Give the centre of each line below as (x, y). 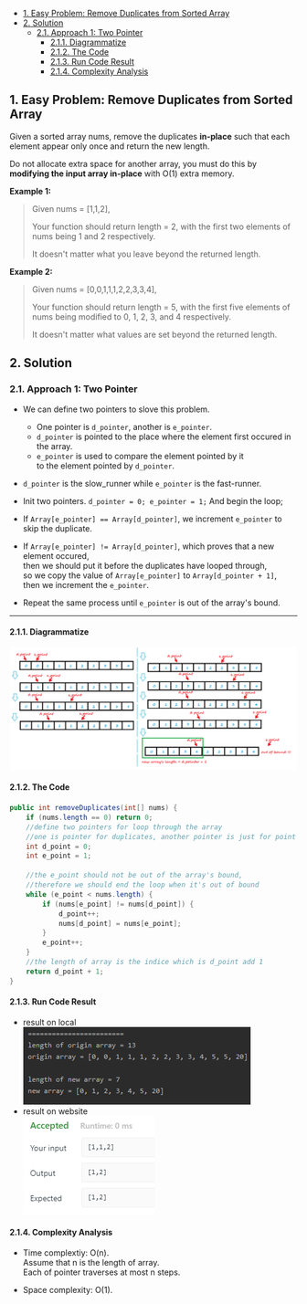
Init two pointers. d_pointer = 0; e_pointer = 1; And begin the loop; (153, 500)
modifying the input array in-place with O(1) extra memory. (122, 174)
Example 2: (31, 271)
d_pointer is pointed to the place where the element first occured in (164, 436)
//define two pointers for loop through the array (124, 827)
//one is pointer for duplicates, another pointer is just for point (161, 836)
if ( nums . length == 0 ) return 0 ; (90, 817)
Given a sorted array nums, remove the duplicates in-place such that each (150, 136)
